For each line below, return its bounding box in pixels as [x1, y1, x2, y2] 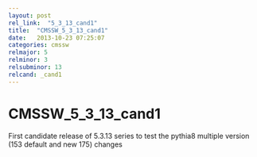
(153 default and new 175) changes [8, 140, 123, 149]
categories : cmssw [8, 41, 69, 49]
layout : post [8, 11, 52, 20]
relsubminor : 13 [8, 63, 62, 71]
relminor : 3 [8, 56, 48, 64]
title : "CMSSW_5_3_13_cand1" [8, 26, 109, 34]
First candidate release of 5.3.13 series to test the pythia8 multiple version [8, 131, 250, 140]
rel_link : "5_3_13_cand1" [8, 19, 98, 27]
